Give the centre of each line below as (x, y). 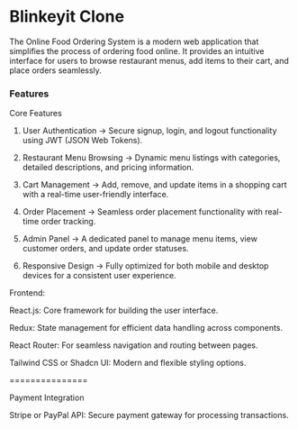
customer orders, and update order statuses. (105, 249)
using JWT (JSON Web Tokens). (82, 141)
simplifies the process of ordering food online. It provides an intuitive (137, 50)
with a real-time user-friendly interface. (95, 195)
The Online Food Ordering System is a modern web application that (134, 41)
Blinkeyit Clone (67, 17)
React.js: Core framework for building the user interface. (114, 310)
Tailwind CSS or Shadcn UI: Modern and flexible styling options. (128, 363)
